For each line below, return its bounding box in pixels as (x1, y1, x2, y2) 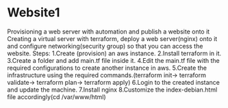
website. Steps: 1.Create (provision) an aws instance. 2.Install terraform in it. (7, 49, 222, 57)
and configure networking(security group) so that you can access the (7, 42, 203, 50)
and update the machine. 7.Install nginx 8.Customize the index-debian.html (7, 85, 218, 94)
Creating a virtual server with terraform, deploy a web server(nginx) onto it (7, 34, 218, 42)
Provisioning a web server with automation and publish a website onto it (7, 27, 210, 36)
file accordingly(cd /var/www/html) (7, 92, 106, 100)
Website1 (7, 5, 60, 21)
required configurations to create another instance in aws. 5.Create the (7, 64, 207, 72)
